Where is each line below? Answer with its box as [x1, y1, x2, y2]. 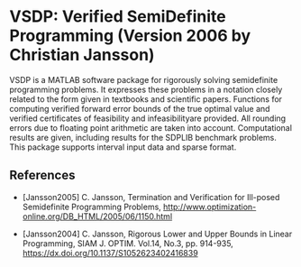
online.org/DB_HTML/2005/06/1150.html [22, 210, 173, 222]
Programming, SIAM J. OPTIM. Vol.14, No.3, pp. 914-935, [22, 237, 234, 249]
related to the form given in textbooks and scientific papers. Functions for [9, 93, 282, 105]
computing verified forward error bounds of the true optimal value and [9, 103, 270, 114]
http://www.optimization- [163, 201, 257, 212]
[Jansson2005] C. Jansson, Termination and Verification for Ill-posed [22, 191, 280, 202]
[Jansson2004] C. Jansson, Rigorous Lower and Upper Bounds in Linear [22, 228, 293, 239]
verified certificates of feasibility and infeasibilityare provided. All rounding [9, 113, 287, 124]
